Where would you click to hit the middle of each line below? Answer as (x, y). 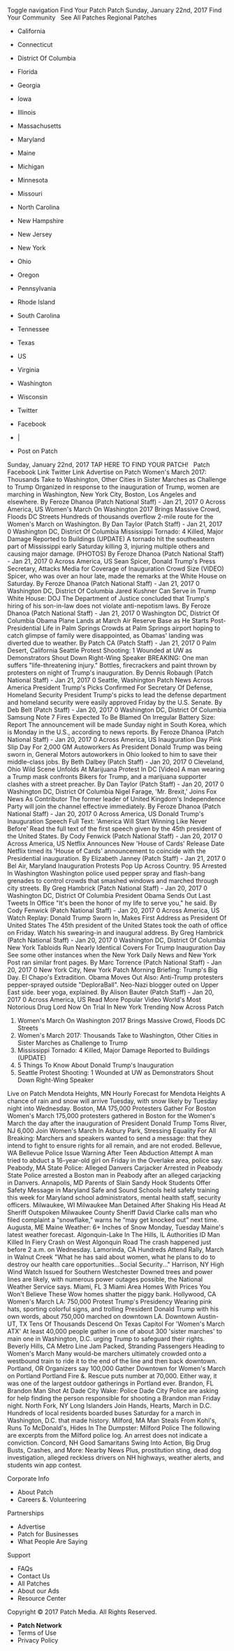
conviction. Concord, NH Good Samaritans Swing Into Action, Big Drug (109, 1443)
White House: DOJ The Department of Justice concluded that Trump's (108, 598)
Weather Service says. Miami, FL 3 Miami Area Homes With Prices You (109, 1287)
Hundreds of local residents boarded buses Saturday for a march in (104, 1413)
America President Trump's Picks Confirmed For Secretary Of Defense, (110, 687)
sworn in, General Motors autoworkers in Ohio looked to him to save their (112, 754)
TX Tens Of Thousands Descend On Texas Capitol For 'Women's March (122, 1324)
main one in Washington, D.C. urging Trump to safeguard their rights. (106, 1339)
